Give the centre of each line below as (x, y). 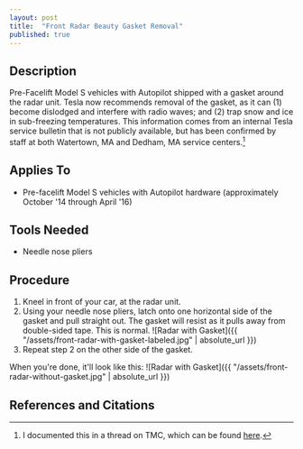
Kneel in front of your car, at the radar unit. (102, 302)
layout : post (34, 18)
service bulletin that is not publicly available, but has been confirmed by (143, 131)
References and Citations (82, 405)
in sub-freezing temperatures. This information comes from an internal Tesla (151, 122)
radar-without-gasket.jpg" (58, 377)
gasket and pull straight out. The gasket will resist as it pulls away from (154, 321)
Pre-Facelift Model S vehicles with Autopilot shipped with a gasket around (147, 93)
